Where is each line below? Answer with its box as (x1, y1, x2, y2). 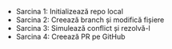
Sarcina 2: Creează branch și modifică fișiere (15, 15, 165, 24)
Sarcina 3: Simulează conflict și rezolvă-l (15, 24, 150, 32)
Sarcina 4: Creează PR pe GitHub (15, 32, 126, 41)
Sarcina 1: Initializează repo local (15, 7, 124, 16)
